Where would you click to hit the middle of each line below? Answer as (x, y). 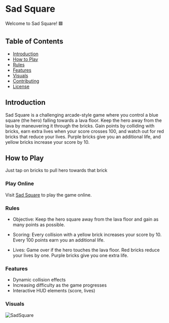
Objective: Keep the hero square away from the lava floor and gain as (86, 219)
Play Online (20, 184)
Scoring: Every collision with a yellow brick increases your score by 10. (87, 234)
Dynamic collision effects (39, 280)
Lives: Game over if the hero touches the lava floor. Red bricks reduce (86, 250)
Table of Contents (34, 41)
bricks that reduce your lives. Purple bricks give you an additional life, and (83, 137)
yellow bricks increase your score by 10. (47, 142)
